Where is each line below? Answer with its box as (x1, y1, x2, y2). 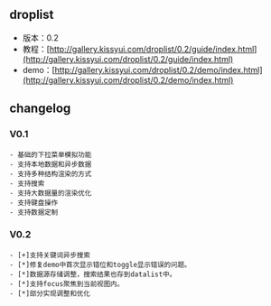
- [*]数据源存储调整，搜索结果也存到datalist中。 (9, 270, 177, 279)
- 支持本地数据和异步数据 (9, 160, 92, 169)
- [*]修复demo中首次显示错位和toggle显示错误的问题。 (9, 260, 192, 269)
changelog (9, 101, 71, 116)
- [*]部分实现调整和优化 (9, 289, 90, 298)
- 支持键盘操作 (9, 198, 59, 207)
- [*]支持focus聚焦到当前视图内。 (9, 279, 125, 288)
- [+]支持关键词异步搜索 (9, 250, 90, 260)
